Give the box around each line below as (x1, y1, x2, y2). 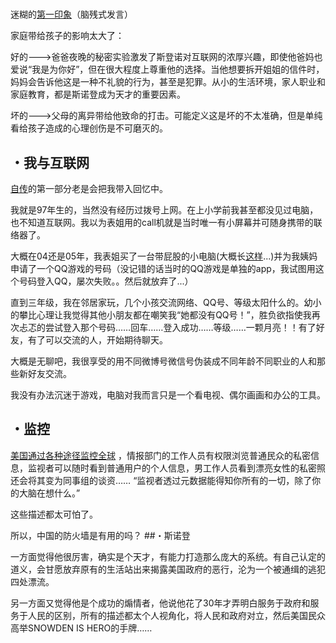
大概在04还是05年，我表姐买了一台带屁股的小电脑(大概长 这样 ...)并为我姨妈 (10, 250, 318, 262)
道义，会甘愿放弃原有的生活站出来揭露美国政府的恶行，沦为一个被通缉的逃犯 (10, 563, 326, 575)
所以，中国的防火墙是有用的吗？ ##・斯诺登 (10, 529, 191, 541)
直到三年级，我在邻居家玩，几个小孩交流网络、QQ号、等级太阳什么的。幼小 (10, 297, 322, 308)
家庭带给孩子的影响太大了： (10, 30, 125, 42)
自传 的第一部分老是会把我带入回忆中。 (10, 183, 168, 194)
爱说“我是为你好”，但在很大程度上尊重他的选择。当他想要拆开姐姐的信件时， (10, 63, 325, 76)
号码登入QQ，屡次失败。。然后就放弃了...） (18, 275, 194, 287)
